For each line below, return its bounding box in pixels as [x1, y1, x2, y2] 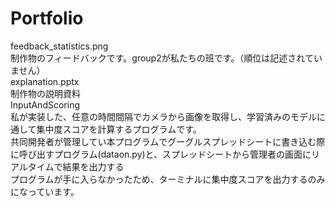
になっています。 [10, 185, 80, 197]
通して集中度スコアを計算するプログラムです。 [10, 123, 202, 135]
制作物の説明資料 [10, 87, 81, 99]
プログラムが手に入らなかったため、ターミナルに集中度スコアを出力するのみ [10, 173, 326, 185]
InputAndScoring [10, 98, 80, 111]
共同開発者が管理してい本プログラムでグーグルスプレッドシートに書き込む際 [10, 135, 326, 147]
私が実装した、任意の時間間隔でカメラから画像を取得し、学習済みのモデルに [10, 110, 326, 122]
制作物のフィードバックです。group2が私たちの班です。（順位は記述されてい [10, 52, 323, 64]
